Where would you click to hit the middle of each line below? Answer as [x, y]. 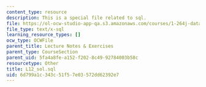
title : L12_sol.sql [31, 69]
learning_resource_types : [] [44, 35]
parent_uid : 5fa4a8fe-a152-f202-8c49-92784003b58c [72, 58]
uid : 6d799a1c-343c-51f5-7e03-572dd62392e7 [63, 75]
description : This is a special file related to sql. [77, 18]
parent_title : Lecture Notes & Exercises [60, 47]
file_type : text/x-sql [35, 29]
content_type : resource [37, 12]
